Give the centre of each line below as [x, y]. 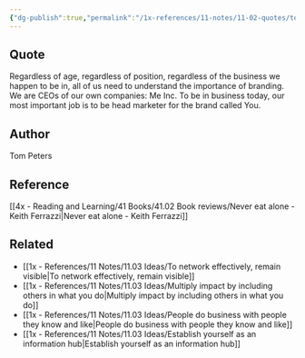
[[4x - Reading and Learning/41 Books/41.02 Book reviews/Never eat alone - [152, 206]
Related [32, 245]
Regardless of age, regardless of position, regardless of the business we [145, 76]
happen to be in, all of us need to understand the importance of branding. [147, 86]
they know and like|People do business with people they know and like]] [157, 324]
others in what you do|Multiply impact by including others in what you [153, 295]
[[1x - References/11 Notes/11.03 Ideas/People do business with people [155, 314]
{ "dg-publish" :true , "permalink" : [73, 18]
